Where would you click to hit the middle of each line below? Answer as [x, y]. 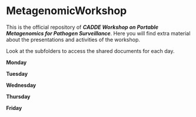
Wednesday [21, 85]
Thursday [18, 96]
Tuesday [17, 73]
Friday [14, 108]
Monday [16, 62]
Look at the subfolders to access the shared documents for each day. [90, 51]
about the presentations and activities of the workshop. [73, 39]
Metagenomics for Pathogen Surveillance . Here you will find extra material [98, 33]
